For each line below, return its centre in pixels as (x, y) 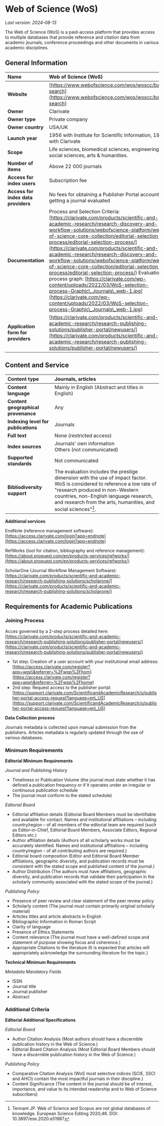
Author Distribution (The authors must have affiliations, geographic (79, 871)
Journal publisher (30, 992)
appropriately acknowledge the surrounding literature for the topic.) (80, 952)
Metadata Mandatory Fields (33, 971)
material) (21, 911)
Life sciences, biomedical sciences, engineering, (105, 149)
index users (21, 183)
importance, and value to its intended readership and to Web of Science (84, 1089)
